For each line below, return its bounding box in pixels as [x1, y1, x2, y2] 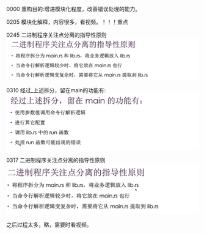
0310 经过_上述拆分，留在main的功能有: [6, 87, 106, 94]
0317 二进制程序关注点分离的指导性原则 [6, 156, 106, 164]
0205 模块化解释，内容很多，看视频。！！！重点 [6, 18, 128, 26]
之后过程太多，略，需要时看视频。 [6, 221, 92, 229]
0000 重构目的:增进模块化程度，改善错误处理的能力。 [6, 5, 141, 12]
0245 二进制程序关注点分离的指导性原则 [6, 31, 107, 38]
